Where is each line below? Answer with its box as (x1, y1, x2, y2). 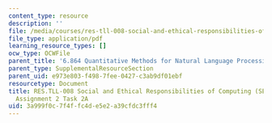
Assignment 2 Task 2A (15, 95, 89, 103)
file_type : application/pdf (8, 34, 104, 43)
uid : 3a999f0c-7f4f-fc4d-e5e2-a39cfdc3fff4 (8, 102, 158, 110)
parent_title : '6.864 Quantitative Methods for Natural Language (8, 57, 233, 66)
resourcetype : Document (8, 79, 89, 87)
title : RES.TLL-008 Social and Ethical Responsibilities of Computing (8, 87, 252, 95)
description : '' (8, 19, 63, 28)
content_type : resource (8, 11, 89, 20)
